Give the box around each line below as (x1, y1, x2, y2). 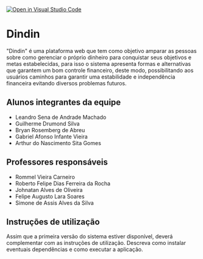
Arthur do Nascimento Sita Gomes (15, 139, 102, 146)
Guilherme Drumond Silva (15, 119, 80, 127)
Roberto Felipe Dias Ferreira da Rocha (15, 180, 111, 187)
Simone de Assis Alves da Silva (15, 199, 94, 207)
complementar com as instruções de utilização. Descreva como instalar (6, 239, 186, 247)
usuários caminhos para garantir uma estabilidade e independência (6, 73, 176, 80)
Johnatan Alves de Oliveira (15, 186, 83, 193)
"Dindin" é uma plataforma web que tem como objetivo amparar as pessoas (6, 47, 197, 54)
